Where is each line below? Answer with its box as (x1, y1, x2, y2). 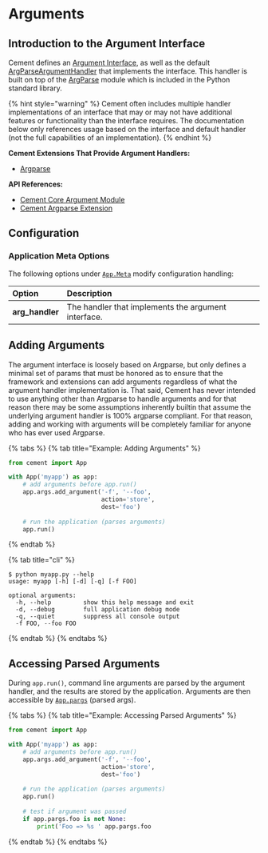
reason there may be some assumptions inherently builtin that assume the (8, 402, 251, 412)
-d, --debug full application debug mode (15, 606, 180, 614)
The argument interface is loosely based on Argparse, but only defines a (8, 359, 246, 369)
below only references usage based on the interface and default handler (8, 125, 246, 134)
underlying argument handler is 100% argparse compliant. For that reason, (8, 410, 254, 420)
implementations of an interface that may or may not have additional (8, 107, 233, 117)
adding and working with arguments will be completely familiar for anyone (8, 419, 251, 429)
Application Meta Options (8, 250, 110, 262)
